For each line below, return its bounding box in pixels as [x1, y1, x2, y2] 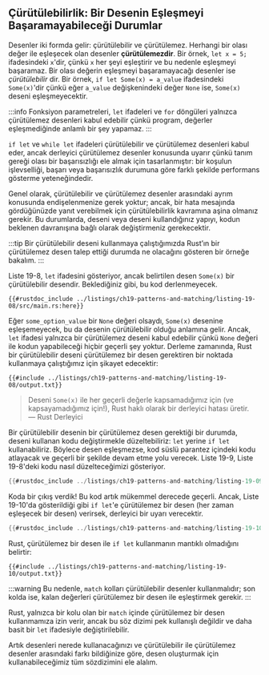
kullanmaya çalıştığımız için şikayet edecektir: [8, 358, 159, 368]
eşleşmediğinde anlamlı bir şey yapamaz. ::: [8, 123, 152, 133]
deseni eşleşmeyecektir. [8, 91, 88, 101]
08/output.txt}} [8, 380, 62, 389]
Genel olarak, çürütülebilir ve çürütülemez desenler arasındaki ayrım [8, 188, 234, 199]
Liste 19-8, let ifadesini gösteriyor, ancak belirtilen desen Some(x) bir [8, 271, 235, 280]
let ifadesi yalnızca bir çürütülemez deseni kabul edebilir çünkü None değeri [8, 332, 259, 343]
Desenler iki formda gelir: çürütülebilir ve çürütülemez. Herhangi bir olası [8, 40, 248, 50]
